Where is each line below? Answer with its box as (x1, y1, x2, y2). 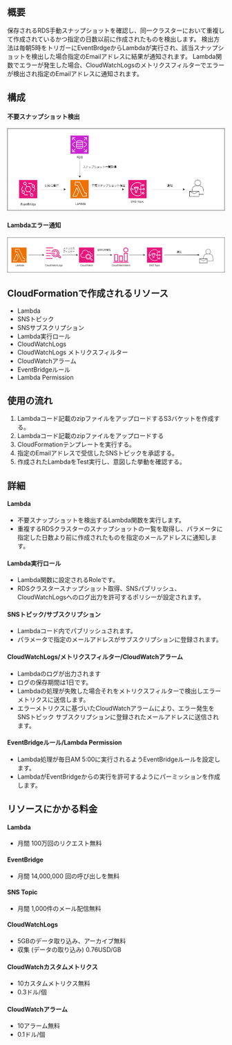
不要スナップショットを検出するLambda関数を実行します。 (17, 516, 185, 525)
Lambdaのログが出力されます (17, 669, 101, 678)
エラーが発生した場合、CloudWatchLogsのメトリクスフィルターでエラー (19, 61, 225, 69)
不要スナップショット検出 (7, 112, 80, 120)
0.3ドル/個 (17, 988, 47, 997)
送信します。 (53, 695, 90, 704)
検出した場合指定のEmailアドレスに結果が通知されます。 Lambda (30, 52, 216, 60)
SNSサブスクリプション (17, 323, 85, 331)
